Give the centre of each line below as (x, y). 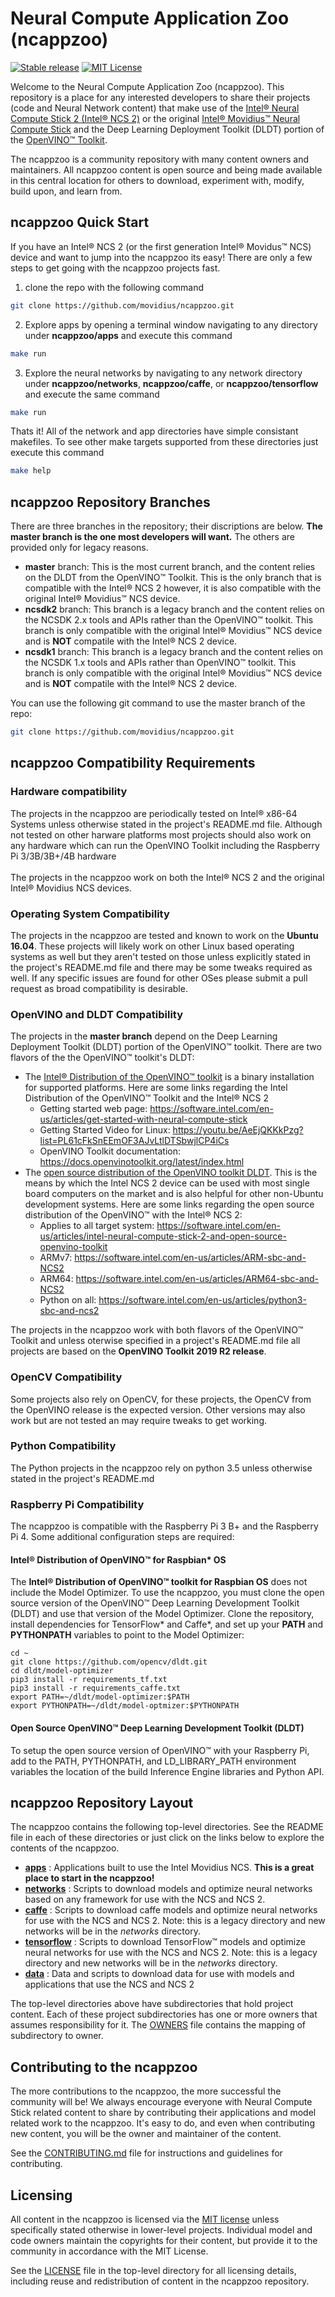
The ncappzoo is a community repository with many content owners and (160, 159)
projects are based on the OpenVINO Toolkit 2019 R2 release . (138, 1351)
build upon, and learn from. (66, 191)
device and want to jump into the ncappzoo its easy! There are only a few (161, 257)
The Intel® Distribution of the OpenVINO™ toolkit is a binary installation (169, 1077)
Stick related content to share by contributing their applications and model (163, 2113)
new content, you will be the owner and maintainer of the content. (146, 2134)
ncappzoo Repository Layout (102, 1802)
